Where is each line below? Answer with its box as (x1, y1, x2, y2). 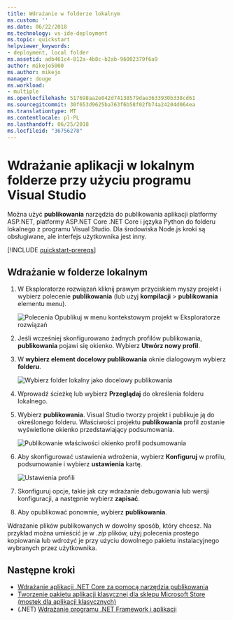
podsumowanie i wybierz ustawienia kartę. (17, 460, 143, 468)
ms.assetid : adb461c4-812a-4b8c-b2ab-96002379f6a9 (7, 56, 158, 63)
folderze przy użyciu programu (7, 172, 191, 188)
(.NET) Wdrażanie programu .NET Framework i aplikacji (17, 605, 177, 613)
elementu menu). (17, 300, 67, 308)
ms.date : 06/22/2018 (7, 23, 68, 30)
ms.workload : (7, 82, 45, 89)
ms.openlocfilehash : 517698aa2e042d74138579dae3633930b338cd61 (7, 95, 196, 102)
